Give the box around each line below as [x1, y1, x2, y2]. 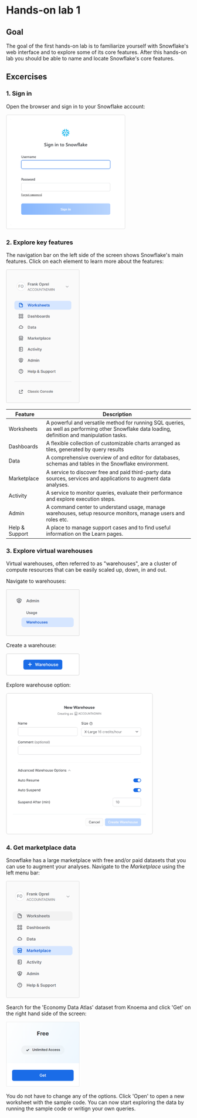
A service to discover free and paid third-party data [46, 468, 171, 475]
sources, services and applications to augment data [46, 475, 171, 482]
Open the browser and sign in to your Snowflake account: [6, 103, 145, 110]
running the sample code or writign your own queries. [6, 1105, 136, 1112]
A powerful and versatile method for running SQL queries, [46, 419, 185, 426]
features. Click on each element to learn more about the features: [6, 258, 164, 265]
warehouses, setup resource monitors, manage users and [46, 510, 185, 517]
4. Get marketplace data [6, 843, 76, 852]
